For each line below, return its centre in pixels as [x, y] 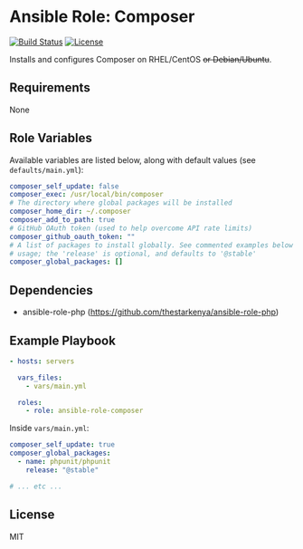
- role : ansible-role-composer [85, 411]
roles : [30, 402]
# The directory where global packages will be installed [121, 203]
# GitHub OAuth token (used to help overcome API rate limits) [131, 228]
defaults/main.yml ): [47, 169]
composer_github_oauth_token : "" [72, 236]
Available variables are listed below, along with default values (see [133, 159]
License [32, 515]
